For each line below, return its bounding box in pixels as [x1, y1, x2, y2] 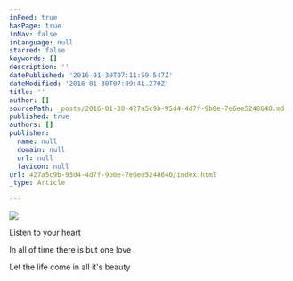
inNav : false [9, 29, 58, 38]
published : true [9, 112, 69, 121]
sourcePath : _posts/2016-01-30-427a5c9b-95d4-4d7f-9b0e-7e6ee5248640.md [9, 104, 285, 113]
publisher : [9, 129, 50, 138]
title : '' [9, 87, 46, 96]
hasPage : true [9, 21, 62, 30]
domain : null [17, 145, 66, 154]
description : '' [9, 63, 69, 72]
